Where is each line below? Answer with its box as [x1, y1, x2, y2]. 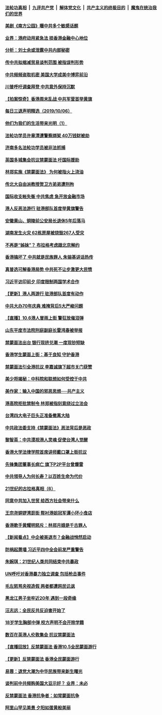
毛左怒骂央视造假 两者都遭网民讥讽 [5, 583, 75, 589]
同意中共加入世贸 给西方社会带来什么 [5, 497, 80, 504]
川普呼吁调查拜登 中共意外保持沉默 [5, 84, 75, 90]
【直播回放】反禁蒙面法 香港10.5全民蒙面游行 [5, 644, 97, 650]
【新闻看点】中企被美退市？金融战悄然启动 [5, 534, 91, 540]
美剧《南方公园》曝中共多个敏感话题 [5, 23, 79, 29]
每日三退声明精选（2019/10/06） [5, 108, 73, 114]
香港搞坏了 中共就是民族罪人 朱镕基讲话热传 [5, 254, 93, 260]
